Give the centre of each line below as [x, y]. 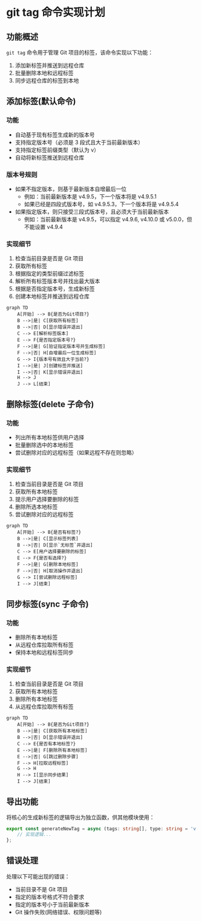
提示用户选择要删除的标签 [47, 499]
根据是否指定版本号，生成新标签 [55, 289]
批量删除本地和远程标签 [44, 73]
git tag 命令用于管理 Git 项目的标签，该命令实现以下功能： [80, 52]
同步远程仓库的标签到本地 [47, 80]
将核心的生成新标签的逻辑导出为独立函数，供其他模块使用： [80, 817]
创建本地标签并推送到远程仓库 [52, 296]
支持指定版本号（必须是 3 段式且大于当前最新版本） [79, 142]
